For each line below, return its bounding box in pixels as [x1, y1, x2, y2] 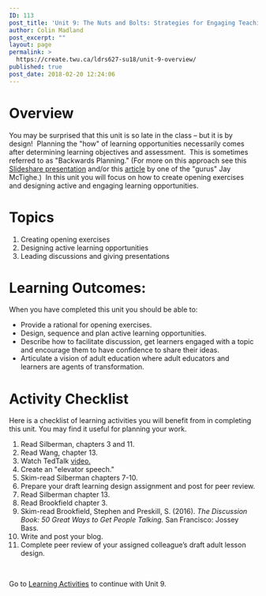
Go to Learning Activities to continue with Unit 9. [9, 579, 167, 589]
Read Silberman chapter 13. [20, 490, 111, 500]
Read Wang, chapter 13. [20, 448, 98, 458]
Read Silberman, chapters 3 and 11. [20, 440, 135, 449]
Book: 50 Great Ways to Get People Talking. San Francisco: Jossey [20, 515, 239, 525]
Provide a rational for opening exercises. [20, 320, 152, 330]
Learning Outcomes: [9, 279, 147, 297]
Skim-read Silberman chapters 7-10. [20, 473, 139, 482]
